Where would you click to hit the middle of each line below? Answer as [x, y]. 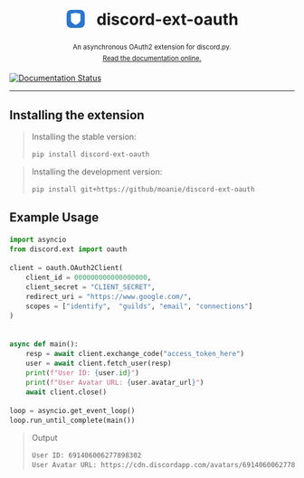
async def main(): [44, 344]
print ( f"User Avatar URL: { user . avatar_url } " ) [115, 382]
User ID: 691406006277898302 [86, 455]
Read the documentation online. [152, 58]
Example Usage [54, 217]
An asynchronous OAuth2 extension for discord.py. [152, 47]
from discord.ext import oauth [68, 249]
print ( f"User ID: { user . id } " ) [83, 373]
